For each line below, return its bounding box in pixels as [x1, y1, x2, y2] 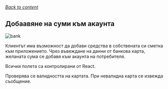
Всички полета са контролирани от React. [5, 63, 96, 69]
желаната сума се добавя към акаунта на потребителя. [5, 53, 126, 59]
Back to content [5, 4, 39, 10]
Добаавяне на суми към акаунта [5, 20, 115, 28]
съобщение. [5, 78, 32, 84]
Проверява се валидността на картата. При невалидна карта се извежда [5, 73, 163, 79]
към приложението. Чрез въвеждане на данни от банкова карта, [5, 48, 145, 54]
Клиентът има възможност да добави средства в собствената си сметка [5, 43, 163, 49]
